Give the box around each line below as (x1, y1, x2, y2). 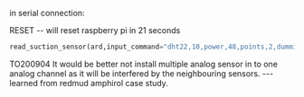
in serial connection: (9, 8, 85, 18)
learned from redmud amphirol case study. (9, 77, 169, 88)
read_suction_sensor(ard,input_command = (9, 42, 165, 51)
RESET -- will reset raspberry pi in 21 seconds (9, 25, 181, 35)
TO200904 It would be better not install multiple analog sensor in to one (9, 58, 279, 69)
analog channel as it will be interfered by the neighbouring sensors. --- (9, 67, 274, 79)
